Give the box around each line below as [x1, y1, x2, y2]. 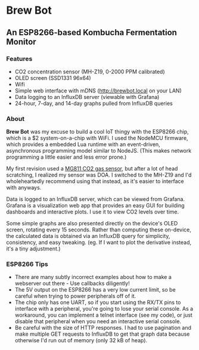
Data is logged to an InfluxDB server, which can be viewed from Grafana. [6, 196, 185, 203]
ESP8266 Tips [6, 260, 49, 268]
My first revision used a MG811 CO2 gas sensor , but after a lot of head [6, 165, 178, 172]
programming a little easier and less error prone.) [6, 153, 127, 161]
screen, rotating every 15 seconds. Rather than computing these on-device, [6, 226, 192, 233]
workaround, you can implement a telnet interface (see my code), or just [14, 311, 192, 319]
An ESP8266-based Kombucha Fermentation [6, 27, 178, 38]
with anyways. [6, 184, 42, 191]
